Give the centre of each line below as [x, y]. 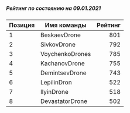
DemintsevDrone [63, 73]
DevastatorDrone [64, 101]
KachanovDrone [62, 63]
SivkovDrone [58, 44]
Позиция [22, 25]
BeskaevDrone [60, 35]
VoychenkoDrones [66, 54]
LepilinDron [56, 82]
